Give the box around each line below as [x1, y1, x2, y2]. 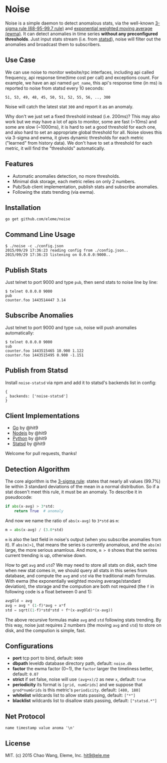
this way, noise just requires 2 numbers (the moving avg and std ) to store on [5, 622, 161, 628]
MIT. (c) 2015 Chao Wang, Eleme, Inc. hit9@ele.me [5, 752, 110, 758]
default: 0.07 [12, 671, 39, 677]
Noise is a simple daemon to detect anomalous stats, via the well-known [5, 20, 154, 26]
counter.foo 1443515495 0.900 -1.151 [5, 352, 84, 357]
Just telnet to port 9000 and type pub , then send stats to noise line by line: [5, 279, 158, 285]
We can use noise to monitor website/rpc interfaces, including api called [5, 69, 154, 75]
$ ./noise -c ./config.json [5, 244, 64, 249]
